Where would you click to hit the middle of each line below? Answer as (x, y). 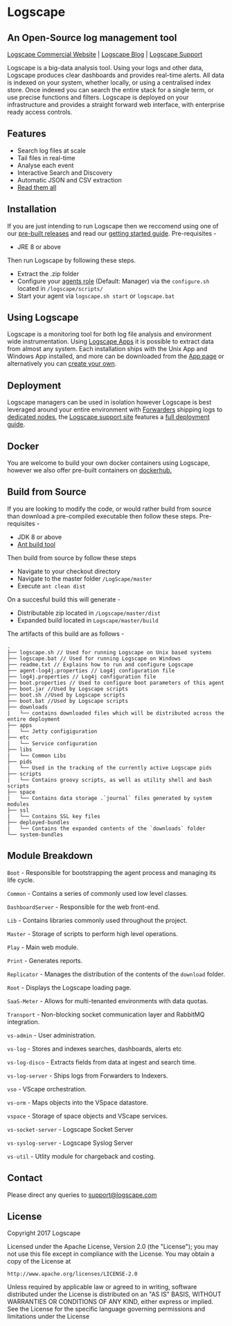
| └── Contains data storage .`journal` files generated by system (110, 798)
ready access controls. (40, 112)
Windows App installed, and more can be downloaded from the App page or (116, 356)
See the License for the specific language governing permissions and (106, 1309)
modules (18, 804)
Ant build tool (36, 544)
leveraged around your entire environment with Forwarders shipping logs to (115, 409)
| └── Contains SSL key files (54, 816)
